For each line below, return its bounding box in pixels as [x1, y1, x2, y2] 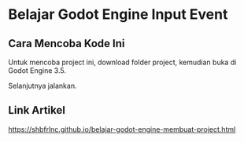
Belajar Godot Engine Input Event [8, 5, 228, 24]
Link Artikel [8, 104, 65, 117]
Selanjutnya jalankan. [8, 81, 77, 90]
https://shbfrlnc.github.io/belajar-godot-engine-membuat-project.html [8, 124, 236, 134]
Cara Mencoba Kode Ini [8, 37, 125, 50]
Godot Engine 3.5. [8, 66, 67, 75]
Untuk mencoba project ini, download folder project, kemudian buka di [8, 57, 237, 67]
